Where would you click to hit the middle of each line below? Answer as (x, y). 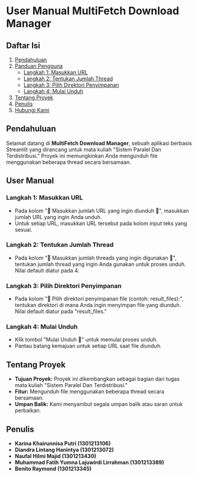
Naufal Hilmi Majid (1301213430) (55, 456)
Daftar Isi (23, 45)
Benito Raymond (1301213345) (53, 469)
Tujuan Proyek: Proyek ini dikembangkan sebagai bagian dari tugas (97, 379)
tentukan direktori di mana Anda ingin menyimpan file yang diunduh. (98, 305)
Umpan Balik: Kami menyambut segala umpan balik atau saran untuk (99, 404)
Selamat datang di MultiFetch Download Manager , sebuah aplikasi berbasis (99, 143)
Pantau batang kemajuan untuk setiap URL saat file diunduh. (88, 346)
